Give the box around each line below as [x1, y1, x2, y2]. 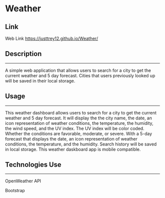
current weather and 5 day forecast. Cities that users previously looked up [5, 72, 156, 79]
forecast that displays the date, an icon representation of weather [5, 136, 137, 141]
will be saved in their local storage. [5, 78, 76, 84]
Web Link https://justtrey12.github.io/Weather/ [5, 35, 98, 41]
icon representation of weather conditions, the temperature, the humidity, [5, 120, 154, 126]
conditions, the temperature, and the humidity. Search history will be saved [5, 141, 157, 147]
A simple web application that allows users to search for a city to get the [5, 67, 151, 73]
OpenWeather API [5, 178, 41, 184]
